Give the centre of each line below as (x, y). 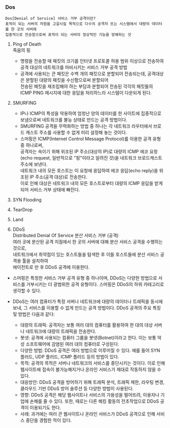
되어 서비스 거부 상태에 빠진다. (50, 190)
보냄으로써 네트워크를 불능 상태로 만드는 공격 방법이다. (74, 120)
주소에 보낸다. (34, 164)
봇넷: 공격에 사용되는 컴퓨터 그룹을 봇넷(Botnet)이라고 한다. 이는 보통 (88, 338)
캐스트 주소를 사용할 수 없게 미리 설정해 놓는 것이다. (76, 133)
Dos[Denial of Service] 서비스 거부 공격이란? (50, 19)
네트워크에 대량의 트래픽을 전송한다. (61, 331)
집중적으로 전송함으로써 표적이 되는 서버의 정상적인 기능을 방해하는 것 (68, 35)
